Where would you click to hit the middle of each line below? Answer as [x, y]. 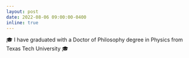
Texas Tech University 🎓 [37, 49]
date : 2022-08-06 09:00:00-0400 [46, 17]
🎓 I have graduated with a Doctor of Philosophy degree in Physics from [94, 40]
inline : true [22, 22]
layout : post [22, 12]
